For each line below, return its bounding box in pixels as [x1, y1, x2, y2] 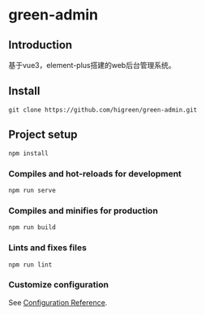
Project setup [8, 128, 79, 142]
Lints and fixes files [8, 242, 88, 253]
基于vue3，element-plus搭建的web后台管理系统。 [8, 61, 176, 70]
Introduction [8, 38, 73, 52]
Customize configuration [8, 279, 109, 291]
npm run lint [8, 261, 53, 269]
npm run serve [8, 186, 57, 194]
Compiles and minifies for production [8, 205, 158, 216]
